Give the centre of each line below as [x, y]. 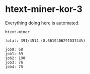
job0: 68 [14, 49]
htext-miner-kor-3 [44, 9]
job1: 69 [14, 54]
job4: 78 [14, 67]
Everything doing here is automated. [42, 23]
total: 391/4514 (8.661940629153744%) [45, 41]
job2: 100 [15, 58]
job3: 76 [14, 62]
